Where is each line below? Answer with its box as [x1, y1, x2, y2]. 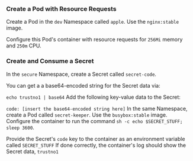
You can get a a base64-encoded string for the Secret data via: [6, 82, 161, 89]
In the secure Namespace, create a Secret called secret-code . [6, 70, 157, 78]
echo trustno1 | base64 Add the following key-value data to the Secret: [6, 94, 181, 101]
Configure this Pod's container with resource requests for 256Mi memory [6, 36, 183, 43]
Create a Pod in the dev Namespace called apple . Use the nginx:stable [6, 18, 179, 25]
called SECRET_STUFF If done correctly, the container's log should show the [6, 141, 186, 149]
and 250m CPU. [6, 42, 41, 49]
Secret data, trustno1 [6, 147, 59, 155]
